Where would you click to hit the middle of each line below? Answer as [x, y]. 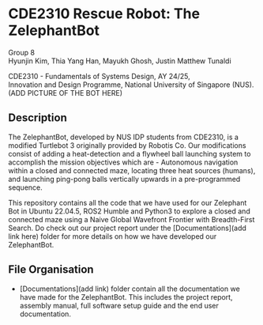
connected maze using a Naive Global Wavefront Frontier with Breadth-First [131, 219]
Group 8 [22, 52]
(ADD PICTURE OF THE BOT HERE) [66, 93]
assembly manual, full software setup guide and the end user [119, 305]
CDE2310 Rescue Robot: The [104, 14]
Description [38, 118]
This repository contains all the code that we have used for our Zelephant [128, 202]
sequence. [26, 187]
